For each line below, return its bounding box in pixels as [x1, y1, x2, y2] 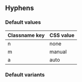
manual [49, 48, 67, 55]
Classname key [7, 32, 45, 39]
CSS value [49, 32, 75, 39]
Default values [5, 19, 41, 26]
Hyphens [5, 4, 34, 12]
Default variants [5, 71, 45, 78]
